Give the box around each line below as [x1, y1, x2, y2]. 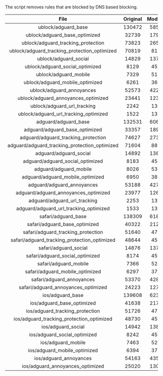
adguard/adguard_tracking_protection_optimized [7, 142, 119, 148]
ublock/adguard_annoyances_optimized [17, 95, 109, 101]
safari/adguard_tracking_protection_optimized [10, 237, 115, 243]
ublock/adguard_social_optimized [25, 63, 101, 70]
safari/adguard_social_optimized [26, 252, 100, 259]
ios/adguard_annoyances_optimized [21, 363, 104, 369]
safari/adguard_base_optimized [27, 221, 99, 228]
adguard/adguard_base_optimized [24, 126, 102, 133]
